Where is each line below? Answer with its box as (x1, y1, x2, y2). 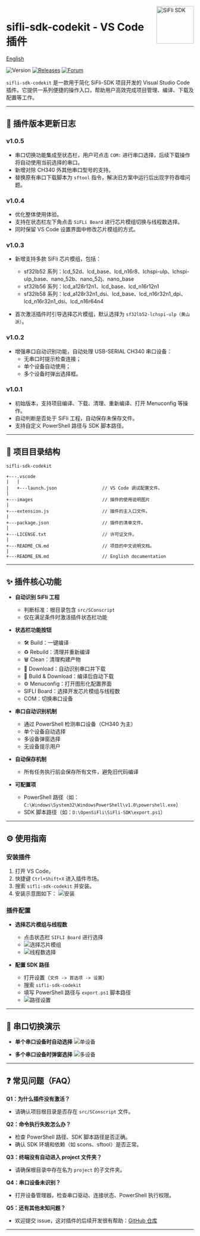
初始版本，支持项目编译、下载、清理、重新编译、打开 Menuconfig (14, 400, 177, 407)
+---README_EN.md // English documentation (6, 553, 167, 559)
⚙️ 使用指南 (6, 833, 46, 844)
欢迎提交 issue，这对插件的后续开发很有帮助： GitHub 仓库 (14, 1217, 158, 1224)
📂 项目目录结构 (6, 447, 61, 457)
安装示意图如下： (14, 890, 57, 897)
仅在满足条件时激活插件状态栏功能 (23, 614, 108, 621)
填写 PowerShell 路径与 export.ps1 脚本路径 (23, 989, 131, 996)
